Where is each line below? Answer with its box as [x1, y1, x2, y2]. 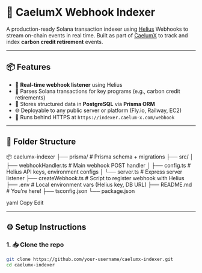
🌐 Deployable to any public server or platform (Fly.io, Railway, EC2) [14, 107, 182, 114]
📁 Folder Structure [6, 137, 76, 147]
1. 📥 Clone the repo [6, 240, 64, 249]
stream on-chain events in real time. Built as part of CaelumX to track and [6, 31, 188, 39]
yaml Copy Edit [6, 199, 44, 206]
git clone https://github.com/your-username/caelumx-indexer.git [6, 256, 173, 263]
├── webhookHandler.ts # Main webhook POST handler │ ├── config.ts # [6, 162, 191, 169]
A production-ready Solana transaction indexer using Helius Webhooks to [6, 25, 188, 33]
